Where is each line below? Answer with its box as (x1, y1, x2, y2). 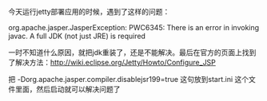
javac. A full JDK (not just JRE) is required (8, 31, 146, 41)
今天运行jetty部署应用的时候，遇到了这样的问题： (8, 7, 170, 16)
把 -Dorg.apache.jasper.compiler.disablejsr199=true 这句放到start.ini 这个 (8, 75, 249, 84)
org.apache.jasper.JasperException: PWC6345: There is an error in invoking (8, 23, 260, 32)
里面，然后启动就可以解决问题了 (14, 84, 121, 94)
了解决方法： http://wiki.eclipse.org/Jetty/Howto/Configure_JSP (8, 58, 216, 67)
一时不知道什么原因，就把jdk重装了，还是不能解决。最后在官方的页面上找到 (8, 48, 257, 57)
